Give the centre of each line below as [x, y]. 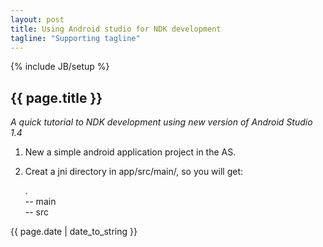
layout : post [37, 19]
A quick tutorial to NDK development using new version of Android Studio [161, 122]
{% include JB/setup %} [60, 67]
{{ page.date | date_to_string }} [74, 232]
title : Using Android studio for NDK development [116, 29]
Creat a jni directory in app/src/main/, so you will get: [134, 172]
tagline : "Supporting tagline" [75, 38]
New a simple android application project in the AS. [130, 152]
